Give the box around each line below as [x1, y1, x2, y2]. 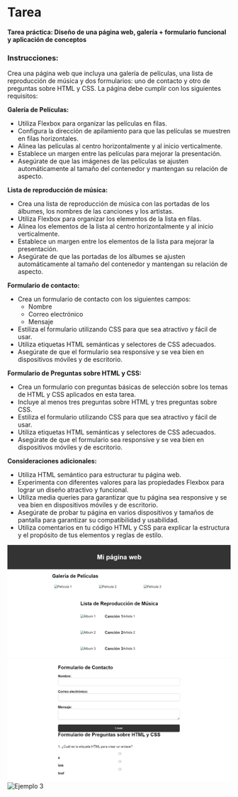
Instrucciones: [7, 53, 59, 62]
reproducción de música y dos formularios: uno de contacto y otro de [7, 77, 210, 85]
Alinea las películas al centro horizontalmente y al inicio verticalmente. [17, 142, 223, 150]
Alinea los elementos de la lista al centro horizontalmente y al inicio [17, 222, 214, 231]
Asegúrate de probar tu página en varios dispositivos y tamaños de [17, 508, 214, 517]
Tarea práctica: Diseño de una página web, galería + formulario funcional [7, 28, 227, 36]
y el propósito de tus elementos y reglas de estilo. [17, 531, 164, 539]
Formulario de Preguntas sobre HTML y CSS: [7, 369, 142, 378]
